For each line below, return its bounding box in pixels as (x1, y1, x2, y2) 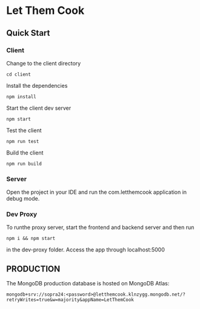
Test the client (6, 127, 42, 134)
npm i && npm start (6, 236, 56, 242)
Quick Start (6, 28, 50, 38)
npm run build (6, 161, 42, 167)
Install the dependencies (6, 82, 68, 89)
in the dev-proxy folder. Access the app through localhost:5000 (6, 246, 165, 253)
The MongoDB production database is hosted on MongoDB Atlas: (6, 280, 170, 287)
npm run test (6, 138, 39, 144)
